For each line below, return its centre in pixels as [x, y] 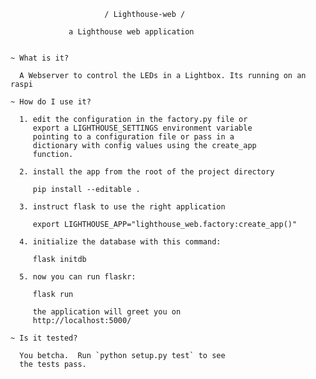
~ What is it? [40, 58]
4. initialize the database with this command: [120, 242]
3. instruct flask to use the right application [122, 207]
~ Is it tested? [44, 338]
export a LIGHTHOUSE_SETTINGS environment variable [142, 128]
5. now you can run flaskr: [78, 277]
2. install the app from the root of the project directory [147, 172]
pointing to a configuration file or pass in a [133, 137]
